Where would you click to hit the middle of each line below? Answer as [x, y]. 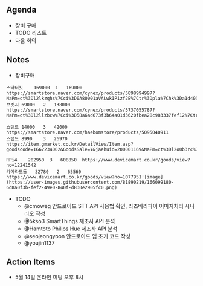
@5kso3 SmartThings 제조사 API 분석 [69, 221]
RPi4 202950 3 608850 [42, 160]
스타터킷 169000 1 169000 [44, 88]
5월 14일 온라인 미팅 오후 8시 [49, 277]
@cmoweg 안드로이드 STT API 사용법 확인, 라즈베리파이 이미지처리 [104, 206]
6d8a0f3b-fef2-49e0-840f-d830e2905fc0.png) [62, 187]
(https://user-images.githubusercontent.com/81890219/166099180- [90, 182]
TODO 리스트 [31, 33]
